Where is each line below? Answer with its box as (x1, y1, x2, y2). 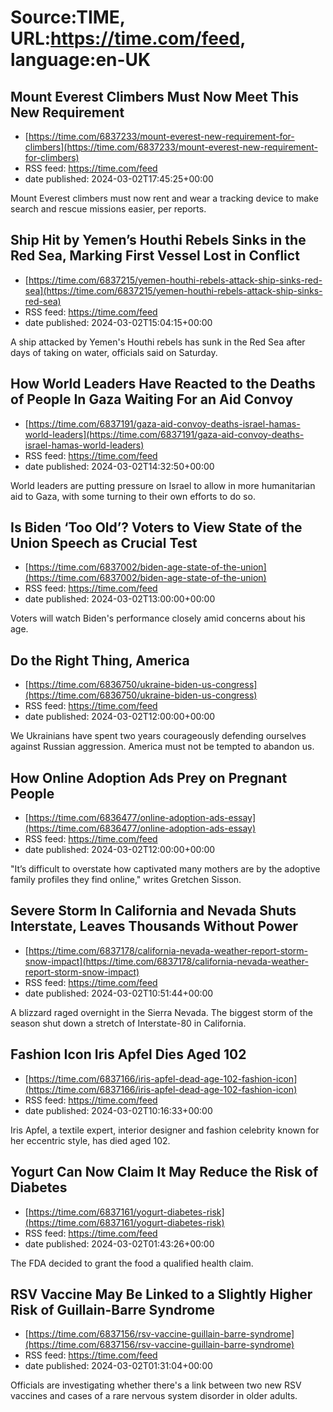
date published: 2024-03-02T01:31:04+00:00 (24, 1360, 213, 1372)
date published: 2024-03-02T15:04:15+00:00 (24, 316, 213, 328)
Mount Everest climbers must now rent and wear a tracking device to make (10, 192, 319, 204)
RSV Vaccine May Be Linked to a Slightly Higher (10, 1286, 313, 1303)
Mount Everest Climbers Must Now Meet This (10, 88, 300, 105)
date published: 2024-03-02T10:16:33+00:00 (24, 1104, 213, 1116)
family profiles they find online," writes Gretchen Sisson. (10, 874, 242, 886)
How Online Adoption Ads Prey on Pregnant (10, 769, 288, 786)
